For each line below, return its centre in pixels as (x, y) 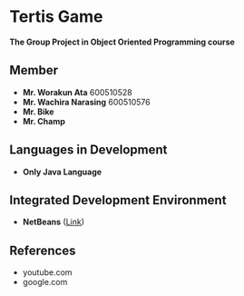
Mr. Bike (38, 112)
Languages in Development (88, 150)
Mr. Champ (44, 121)
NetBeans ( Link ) (53, 222)
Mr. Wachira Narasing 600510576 (87, 102)
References (43, 250)
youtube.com (47, 272)
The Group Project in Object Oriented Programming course (122, 42)
